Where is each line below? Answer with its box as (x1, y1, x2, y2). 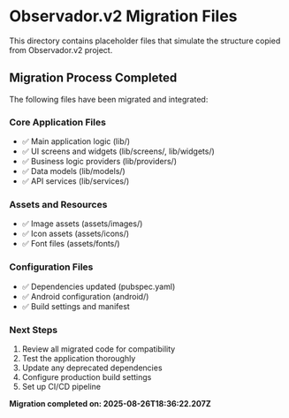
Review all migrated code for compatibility (21, 343, 176, 354)
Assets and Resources (9, 198, 108, 210)
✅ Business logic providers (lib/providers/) (21, 156, 178, 167)
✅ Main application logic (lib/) (21, 136, 131, 147)
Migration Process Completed (9, 71, 178, 86)
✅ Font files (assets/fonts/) (21, 239, 121, 249)
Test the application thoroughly (21, 353, 136, 363)
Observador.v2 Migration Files (9, 6, 238, 27)
